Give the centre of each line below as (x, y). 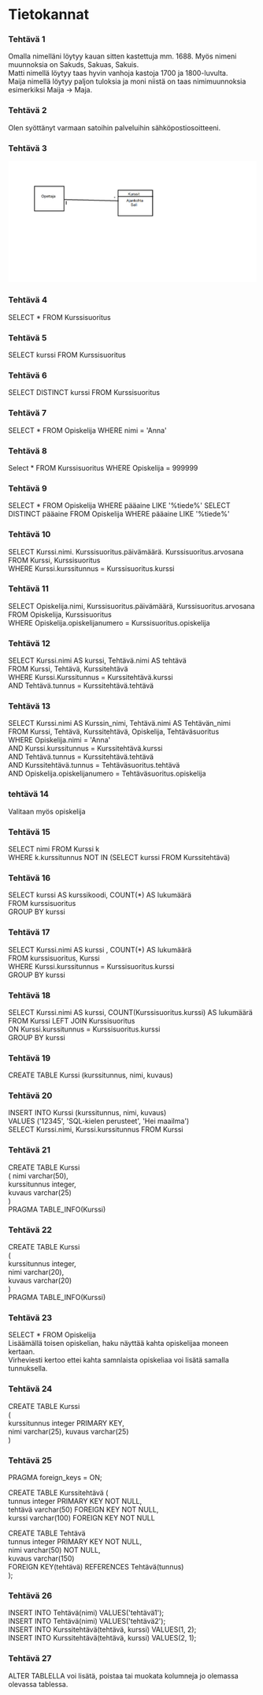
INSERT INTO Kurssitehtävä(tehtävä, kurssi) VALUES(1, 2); (102, 1629)
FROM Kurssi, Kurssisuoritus (54, 560)
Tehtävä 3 (28, 148)
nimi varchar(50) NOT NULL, (54, 1550)
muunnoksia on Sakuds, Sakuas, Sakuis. (74, 65)
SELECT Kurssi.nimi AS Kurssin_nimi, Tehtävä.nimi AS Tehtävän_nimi (119, 723)
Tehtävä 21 (30, 1150)
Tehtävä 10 (30, 535)
